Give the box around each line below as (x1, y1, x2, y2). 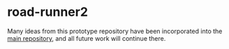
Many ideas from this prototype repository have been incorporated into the (7, 27, 223, 35)
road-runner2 (7, 4, 89, 20)
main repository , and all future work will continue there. (7, 34, 166, 42)
